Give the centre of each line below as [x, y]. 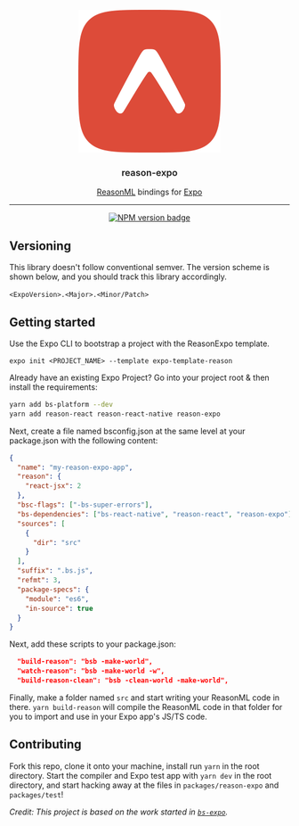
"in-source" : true [59, 608]
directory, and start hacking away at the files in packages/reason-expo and [144, 785]
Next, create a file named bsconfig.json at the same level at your [127, 431]
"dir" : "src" [57, 542]
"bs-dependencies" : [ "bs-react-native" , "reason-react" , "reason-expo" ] [155, 514]
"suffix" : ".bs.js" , [55, 571]
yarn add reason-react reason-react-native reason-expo [115, 414]
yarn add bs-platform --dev [61, 404]
